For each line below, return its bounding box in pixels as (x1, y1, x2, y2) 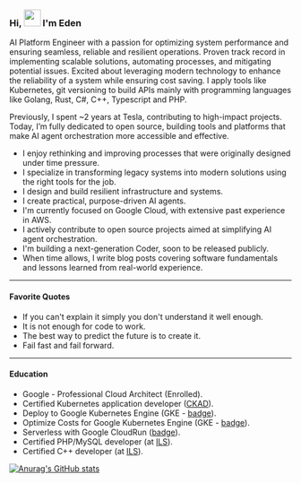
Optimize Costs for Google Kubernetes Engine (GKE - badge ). (21, 417, 251, 427)
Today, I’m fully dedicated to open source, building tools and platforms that (9, 121, 286, 132)
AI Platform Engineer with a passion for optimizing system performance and (9, 37, 289, 48)
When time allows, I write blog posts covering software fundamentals (21, 253, 279, 263)
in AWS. (21, 215, 52, 226)
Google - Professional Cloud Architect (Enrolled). (21, 388, 203, 399)
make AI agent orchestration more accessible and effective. (9, 131, 230, 142)
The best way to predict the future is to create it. (21, 330, 202, 341)
